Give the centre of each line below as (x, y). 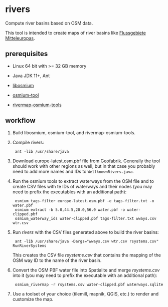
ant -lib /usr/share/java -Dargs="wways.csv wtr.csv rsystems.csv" (87, 241)
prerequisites (27, 54)
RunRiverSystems (29, 246)
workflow (20, 120)
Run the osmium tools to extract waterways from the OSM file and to (83, 181)
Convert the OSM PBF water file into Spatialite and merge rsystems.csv (86, 270)
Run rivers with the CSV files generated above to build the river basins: (86, 232)
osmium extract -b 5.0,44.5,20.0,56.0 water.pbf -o (70, 210)
